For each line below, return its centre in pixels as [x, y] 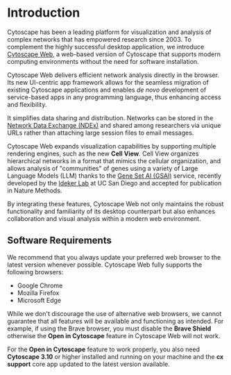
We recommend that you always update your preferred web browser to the [114, 257]
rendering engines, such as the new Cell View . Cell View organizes [103, 153]
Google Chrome [40, 285]
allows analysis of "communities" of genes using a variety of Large [103, 168]
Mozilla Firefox [38, 292]
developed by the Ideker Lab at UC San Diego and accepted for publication [114, 183]
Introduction [44, 13]
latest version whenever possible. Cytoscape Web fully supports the [105, 265]
